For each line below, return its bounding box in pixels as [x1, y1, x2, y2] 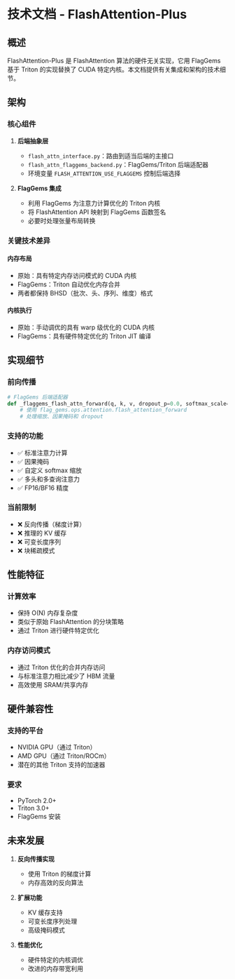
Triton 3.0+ [17, 804, 50, 812]
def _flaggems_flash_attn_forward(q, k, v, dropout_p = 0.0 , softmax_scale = [7, 400, 230, 407]
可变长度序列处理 [27, 917, 78, 925]
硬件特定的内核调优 [27, 955, 84, 964]
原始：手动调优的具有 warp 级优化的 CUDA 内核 [17, 324, 155, 332]
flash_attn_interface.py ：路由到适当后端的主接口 [27, 152, 174, 160]
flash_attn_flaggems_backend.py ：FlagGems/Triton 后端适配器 [27, 160, 208, 168]
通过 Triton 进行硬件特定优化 [17, 626, 99, 635]
